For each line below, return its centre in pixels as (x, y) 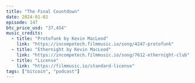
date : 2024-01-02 (27, 17)
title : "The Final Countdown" (43, 11)
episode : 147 (22, 22)
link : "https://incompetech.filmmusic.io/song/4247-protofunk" (95, 44)
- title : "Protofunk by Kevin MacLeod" (60, 39)
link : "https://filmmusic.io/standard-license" (76, 66)
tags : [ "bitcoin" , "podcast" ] (43, 71)
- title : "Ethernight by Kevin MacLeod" (61, 50)
